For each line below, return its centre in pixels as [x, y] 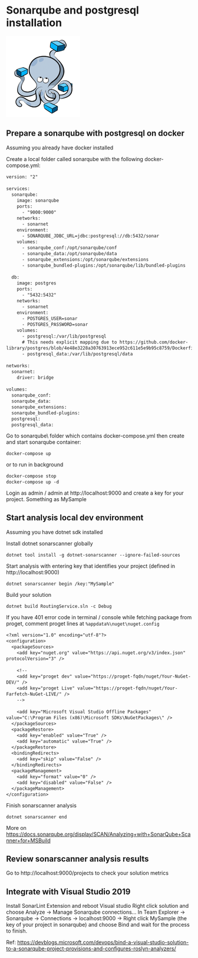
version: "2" [22, 177]
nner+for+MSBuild [29, 840]
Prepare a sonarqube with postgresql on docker [95, 133]
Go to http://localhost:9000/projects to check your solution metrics [88, 873]
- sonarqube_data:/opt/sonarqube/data [69, 254]
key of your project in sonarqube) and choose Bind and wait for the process [98, 925]
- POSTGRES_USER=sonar [49, 318]
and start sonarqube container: [44, 442]
